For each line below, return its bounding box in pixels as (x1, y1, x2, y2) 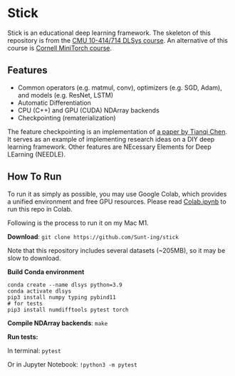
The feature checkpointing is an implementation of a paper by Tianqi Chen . (7, 127, 228, 136)
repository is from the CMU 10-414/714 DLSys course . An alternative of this (7, 36, 228, 44)
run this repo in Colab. (7, 204, 73, 213)
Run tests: (7, 333, 38, 341)
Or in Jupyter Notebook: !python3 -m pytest (7, 360, 137, 368)
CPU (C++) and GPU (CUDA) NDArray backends (17, 105, 160, 115)
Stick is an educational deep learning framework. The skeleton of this (7, 28, 211, 37)
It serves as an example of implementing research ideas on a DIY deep (7, 135, 215, 143)
